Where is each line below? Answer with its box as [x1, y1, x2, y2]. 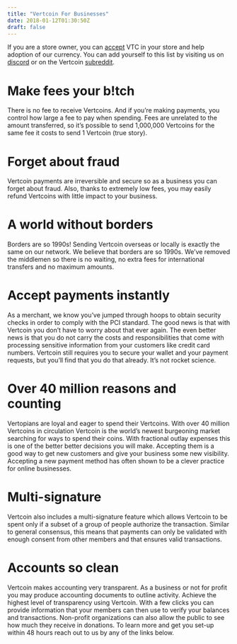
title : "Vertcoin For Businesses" [7, 10, 110, 18]
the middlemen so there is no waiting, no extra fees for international [7, 255, 205, 264]
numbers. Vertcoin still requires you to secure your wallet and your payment [7, 348, 229, 357]
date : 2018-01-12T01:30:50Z [7, 17, 91, 24]
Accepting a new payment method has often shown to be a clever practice [7, 457, 225, 466]
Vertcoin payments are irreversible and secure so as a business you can [7, 177, 217, 185]
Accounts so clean [7, 560, 119, 576]
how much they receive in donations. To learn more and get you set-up [7, 621, 214, 629]
